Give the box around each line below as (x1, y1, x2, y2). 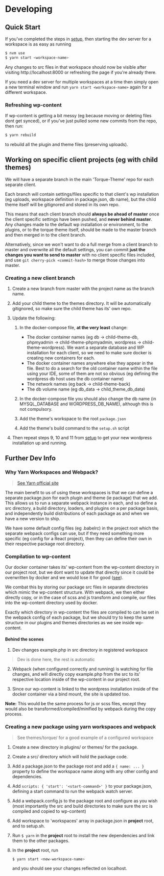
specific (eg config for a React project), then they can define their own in (5, 535, 152, 541)
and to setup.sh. (12, 823, 45, 829)
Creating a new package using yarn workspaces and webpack (5, 723, 156, 730)
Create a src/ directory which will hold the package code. (12, 753, 128, 759)
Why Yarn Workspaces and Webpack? (5, 469, 98, 476)
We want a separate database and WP (67, 345, 144, 350)
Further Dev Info (5, 454, 56, 462)
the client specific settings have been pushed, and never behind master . (5, 216, 153, 222)
